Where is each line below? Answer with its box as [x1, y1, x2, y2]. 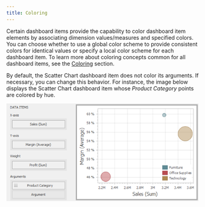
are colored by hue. [6, 91, 56, 98]
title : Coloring [6, 10, 48, 16]
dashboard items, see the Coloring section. [6, 60, 115, 67]
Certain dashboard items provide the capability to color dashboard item [6, 27, 186, 35]
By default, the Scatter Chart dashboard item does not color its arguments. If [6, 71, 199, 79]
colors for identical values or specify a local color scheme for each [6, 46, 174, 54]
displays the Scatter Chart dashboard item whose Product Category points [6, 84, 194, 92]
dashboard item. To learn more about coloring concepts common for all [6, 53, 186, 60]
